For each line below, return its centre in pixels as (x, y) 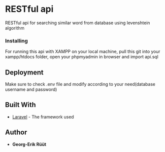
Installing (16, 40)
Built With (20, 105)
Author (16, 133)
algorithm (15, 28)
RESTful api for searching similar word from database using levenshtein (78, 23)
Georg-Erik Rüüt (29, 144)
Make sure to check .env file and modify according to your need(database (80, 84)
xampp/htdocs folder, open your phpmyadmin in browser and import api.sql (82, 57)
